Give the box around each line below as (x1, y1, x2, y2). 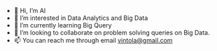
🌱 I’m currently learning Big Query (13, 21, 112, 29)
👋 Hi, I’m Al (13, 7, 46, 14)
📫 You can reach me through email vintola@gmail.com (13, 37, 173, 44)
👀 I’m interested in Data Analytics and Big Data (13, 14, 148, 22)
